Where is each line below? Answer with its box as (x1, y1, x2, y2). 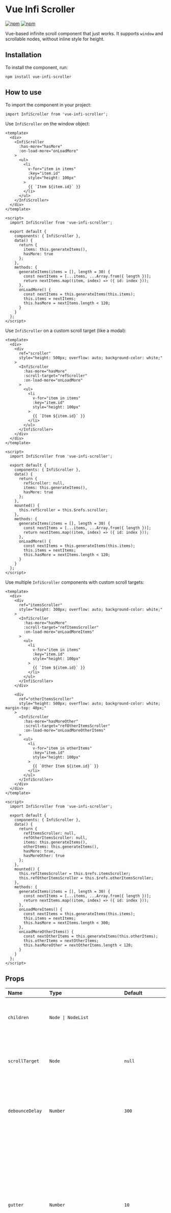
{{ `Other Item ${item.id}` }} (32, 763, 99, 768)
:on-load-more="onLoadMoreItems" (23, 629, 95, 634)
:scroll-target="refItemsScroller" (23, 625, 99, 630)
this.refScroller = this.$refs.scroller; (18, 508, 108, 513)
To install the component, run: (5, 64, 68, 70)
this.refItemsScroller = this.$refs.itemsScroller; (18, 871, 131, 876)
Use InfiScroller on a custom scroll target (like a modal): (5, 327, 127, 334)
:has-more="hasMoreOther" (23, 719, 79, 724)
